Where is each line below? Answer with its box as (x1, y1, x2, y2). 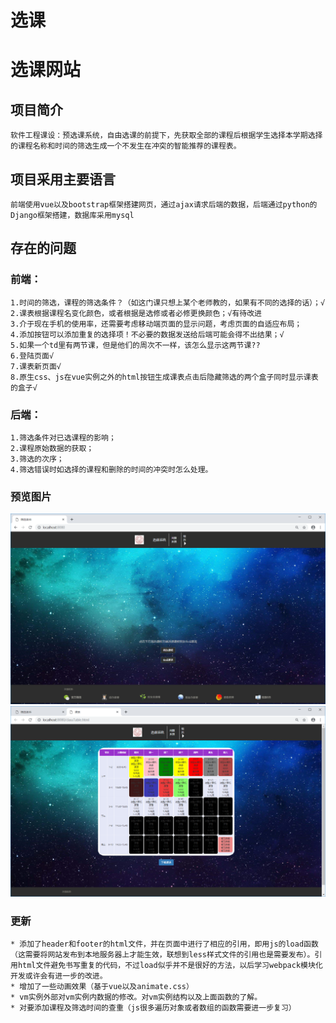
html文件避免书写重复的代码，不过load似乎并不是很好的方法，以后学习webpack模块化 (17, 960, 323, 970)
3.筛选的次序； (10, 454, 65, 464)
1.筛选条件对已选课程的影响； (10, 432, 117, 443)
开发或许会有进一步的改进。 (10, 971, 108, 981)
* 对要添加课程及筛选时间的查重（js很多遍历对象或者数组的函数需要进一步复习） (10, 1002, 297, 1013)
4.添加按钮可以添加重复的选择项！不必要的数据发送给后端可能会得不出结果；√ (10, 329, 285, 340)
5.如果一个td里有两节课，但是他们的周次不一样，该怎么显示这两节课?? (10, 340, 261, 350)
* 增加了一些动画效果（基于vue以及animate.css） (10, 981, 194, 991)
